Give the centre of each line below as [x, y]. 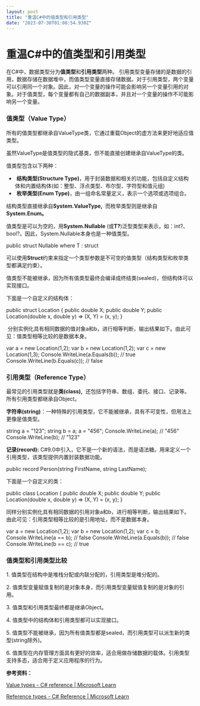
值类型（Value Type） [38, 119]
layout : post [22, 12]
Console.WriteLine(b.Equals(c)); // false [54, 360]
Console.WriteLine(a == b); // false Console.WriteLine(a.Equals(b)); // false [98, 537]
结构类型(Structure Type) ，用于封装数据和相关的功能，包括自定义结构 [103, 178]
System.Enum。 [26, 213]
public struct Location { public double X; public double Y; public [84, 310]
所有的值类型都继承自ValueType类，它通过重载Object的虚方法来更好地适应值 [100, 132]
